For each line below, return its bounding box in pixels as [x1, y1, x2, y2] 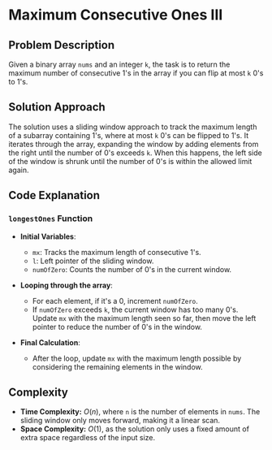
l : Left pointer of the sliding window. [32, 256, 154, 266]
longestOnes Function [8, 213, 93, 224]
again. [8, 165, 30, 175]
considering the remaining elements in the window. [32, 361, 203, 371]
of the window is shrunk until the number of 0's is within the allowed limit [8, 156, 253, 166]
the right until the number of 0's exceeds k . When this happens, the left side [8, 148, 262, 158]
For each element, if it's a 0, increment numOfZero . [32, 296, 199, 305]
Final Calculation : [19, 337, 81, 347]
